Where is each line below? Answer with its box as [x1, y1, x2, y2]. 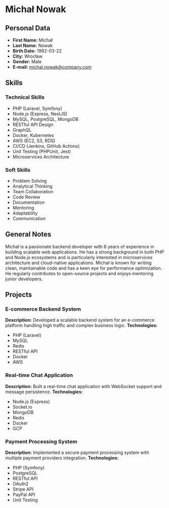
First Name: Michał [12, 37, 53, 43]
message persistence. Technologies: [5, 389, 83, 395]
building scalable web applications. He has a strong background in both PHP [5, 249, 164, 255]
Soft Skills [5, 166, 31, 173]
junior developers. [5, 276, 43, 282]
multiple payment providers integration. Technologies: [5, 455, 119, 461]
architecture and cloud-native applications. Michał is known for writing [5, 260, 152, 266]
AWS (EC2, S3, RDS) [12, 138, 55, 144]
